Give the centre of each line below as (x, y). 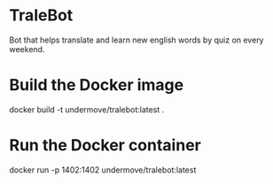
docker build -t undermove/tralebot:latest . (87, 109)
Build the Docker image (97, 85)
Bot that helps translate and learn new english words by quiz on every (136, 40)
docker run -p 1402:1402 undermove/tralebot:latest (103, 170)
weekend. (27, 49)
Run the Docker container (105, 146)
